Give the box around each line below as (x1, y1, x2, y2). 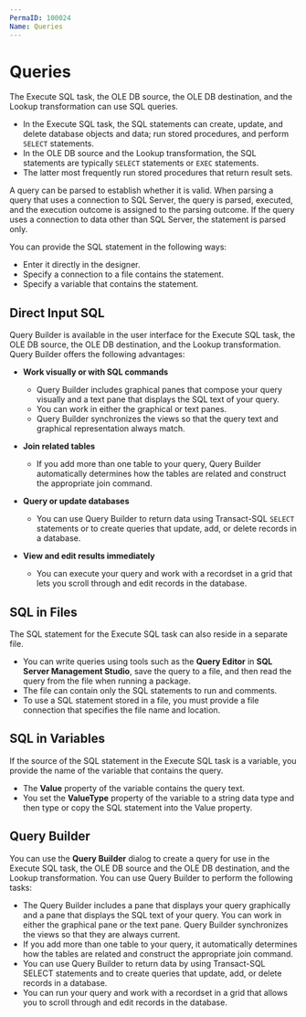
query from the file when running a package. (22, 675, 192, 686)
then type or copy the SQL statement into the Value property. (22, 801, 253, 813)
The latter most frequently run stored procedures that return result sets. (22, 167, 293, 178)
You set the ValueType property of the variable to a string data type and (22, 792, 295, 803)
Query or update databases (22, 495, 130, 507)
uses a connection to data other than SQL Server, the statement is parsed (9, 214, 286, 225)
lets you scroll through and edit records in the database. (36, 577, 248, 589)
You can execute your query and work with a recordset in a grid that (36, 568, 293, 579)
